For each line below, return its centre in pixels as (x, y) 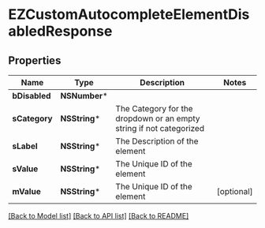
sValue (25, 169)
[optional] (235, 191)
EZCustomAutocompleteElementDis (129, 15)
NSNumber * (84, 96)
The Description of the (157, 141)
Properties (35, 60)
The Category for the (154, 108)
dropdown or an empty (158, 118)
